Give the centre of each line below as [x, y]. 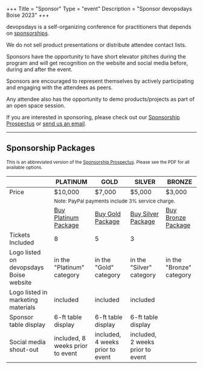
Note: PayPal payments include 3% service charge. [114, 201]
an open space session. [36, 106]
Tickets [20, 235]
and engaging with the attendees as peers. [60, 87]
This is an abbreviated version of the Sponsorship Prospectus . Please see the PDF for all [98, 162]
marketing [24, 300]
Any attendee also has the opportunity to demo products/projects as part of [101, 99]
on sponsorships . [28, 33]
